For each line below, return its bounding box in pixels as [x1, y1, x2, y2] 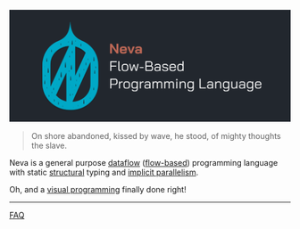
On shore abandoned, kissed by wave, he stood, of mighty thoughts [30, 131, 281, 142]
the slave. [30, 140, 67, 151]
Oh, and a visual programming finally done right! [9, 184, 187, 195]
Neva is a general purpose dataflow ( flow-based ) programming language [9, 158, 279, 168]
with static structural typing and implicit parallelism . [9, 167, 199, 178]
